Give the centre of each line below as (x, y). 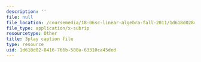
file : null (20, 17)
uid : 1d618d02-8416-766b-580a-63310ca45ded (61, 50)
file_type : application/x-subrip (48, 28)
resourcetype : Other (32, 34)
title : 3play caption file (40, 39)
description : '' (26, 12)
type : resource (25, 45)
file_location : (25, 22)
